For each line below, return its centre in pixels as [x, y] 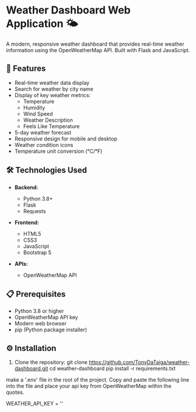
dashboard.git [31, 369]
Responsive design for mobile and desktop [66, 139]
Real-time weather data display [52, 83]
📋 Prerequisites [36, 294]
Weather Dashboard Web [69, 10]
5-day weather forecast [43, 132]
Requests [34, 211]
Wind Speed [38, 114]
